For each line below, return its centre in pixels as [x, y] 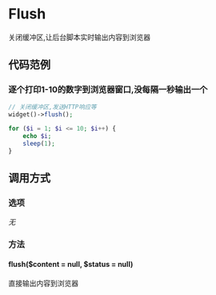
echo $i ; [37, 136]
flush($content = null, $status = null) [71, 265]
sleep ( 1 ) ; [39, 144]
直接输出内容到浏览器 [43, 283]
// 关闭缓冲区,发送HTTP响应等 [53, 107]
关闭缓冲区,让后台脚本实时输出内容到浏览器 [80, 37]
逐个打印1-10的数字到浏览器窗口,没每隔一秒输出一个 [108, 90]
